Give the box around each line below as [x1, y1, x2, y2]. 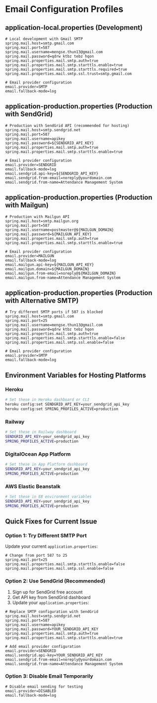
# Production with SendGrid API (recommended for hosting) [5, 123, 130, 128]
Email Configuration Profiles [5, 3, 124, 15]
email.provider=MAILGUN [5, 253, 54, 258]
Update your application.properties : [12, 600, 89, 605]
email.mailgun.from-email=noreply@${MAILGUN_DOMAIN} [5, 271, 116, 276]
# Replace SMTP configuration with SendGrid [5, 609, 99, 614]
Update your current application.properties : [5, 543, 98, 549]
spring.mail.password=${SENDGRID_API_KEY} [5, 140, 94, 145]
